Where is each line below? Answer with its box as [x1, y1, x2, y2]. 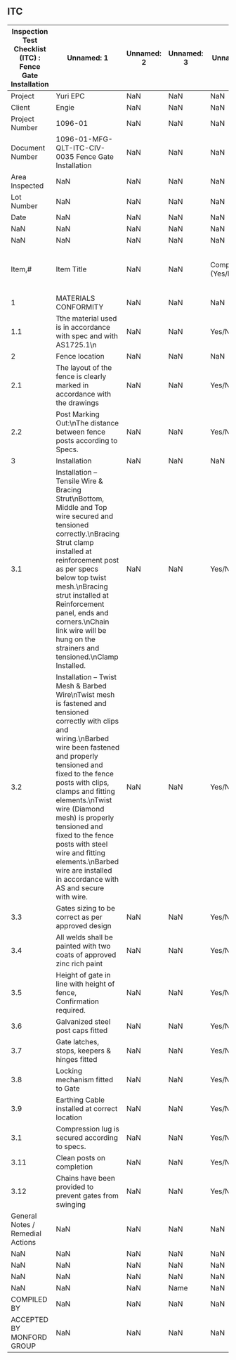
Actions [11, 1237, 37, 1247]
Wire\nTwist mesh [55, 689, 115, 699]
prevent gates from [55, 1191, 119, 1200]
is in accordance [55, 322, 111, 332]
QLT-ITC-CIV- [55, 143, 105, 153]
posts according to [55, 435, 118, 445]
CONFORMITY [55, 302, 104, 312]
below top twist [55, 572, 107, 582]
